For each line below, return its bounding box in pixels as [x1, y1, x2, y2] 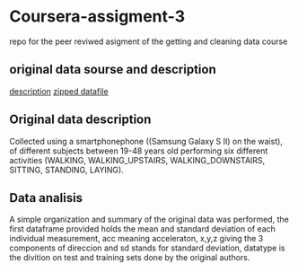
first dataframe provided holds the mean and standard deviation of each [9, 224, 276, 234]
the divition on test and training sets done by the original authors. [9, 252, 250, 263]
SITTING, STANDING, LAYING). [9, 164, 124, 175]
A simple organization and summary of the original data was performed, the [9, 214, 289, 225]
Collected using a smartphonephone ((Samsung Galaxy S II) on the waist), [9, 136, 283, 146]
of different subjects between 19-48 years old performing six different [9, 145, 268, 156]
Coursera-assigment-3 [9, 6, 186, 27]
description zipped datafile [9, 85, 110, 96]
